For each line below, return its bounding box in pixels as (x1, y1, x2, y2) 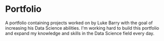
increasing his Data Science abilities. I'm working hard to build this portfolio (5, 25, 160, 31)
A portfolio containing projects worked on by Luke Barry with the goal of (5, 20, 153, 26)
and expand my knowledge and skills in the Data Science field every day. (5, 30, 155, 36)
